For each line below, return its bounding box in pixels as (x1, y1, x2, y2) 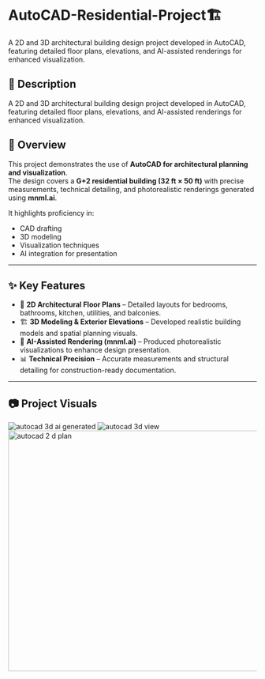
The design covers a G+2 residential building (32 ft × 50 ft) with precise (8, 175, 244, 186)
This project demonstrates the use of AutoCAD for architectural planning (8, 159, 248, 168)
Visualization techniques (19, 240, 100, 250)
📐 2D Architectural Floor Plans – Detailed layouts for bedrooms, (19, 300, 229, 309)
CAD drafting (19, 223, 62, 233)
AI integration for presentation (19, 248, 118, 258)
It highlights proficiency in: (8, 208, 95, 217)
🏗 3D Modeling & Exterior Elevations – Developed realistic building (19, 317, 241, 326)
